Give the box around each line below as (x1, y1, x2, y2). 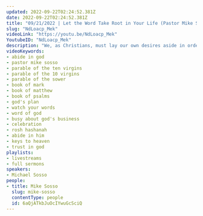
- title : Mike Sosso (6, 183, 59, 189)
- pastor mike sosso (6, 59, 59, 65)
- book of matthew (6, 88, 53, 94)
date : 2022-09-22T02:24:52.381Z (6, 15, 88, 21)
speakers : (6, 166, 31, 172)
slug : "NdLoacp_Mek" (6, 25, 59, 32)
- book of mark (6, 82, 45, 88)
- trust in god (6, 143, 45, 150)
